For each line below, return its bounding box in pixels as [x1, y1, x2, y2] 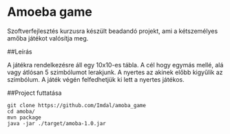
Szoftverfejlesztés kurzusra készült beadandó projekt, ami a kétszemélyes [7, 27, 218, 35]
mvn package [7, 114, 41, 121]
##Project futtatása [7, 89, 62, 97]
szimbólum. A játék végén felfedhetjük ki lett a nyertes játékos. [7, 75, 185, 83]
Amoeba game [7, 4, 93, 20]
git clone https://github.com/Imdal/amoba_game [7, 102, 147, 109]
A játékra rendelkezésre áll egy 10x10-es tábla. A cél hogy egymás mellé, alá [7, 60, 224, 69]
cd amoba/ [7, 108, 36, 115]
